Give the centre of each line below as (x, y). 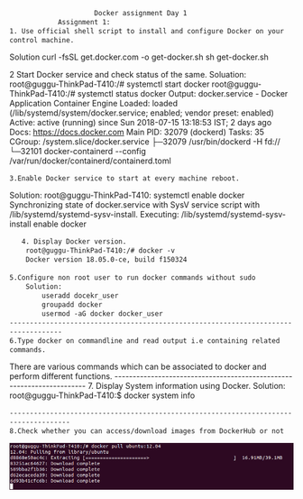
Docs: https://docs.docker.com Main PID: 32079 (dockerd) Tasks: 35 (137, 132)
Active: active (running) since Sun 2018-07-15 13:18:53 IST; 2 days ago (141, 122)
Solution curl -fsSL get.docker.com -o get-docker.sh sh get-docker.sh (139, 57)
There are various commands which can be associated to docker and (138, 366)
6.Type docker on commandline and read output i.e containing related (145, 341)
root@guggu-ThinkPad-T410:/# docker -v (101, 251)
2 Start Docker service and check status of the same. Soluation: (128, 74)
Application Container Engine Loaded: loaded (94, 103)
